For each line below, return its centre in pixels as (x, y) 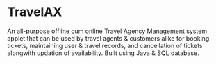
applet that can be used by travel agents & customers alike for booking (108, 38)
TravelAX (35, 12)
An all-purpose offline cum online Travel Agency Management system (107, 31)
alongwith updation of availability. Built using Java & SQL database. (103, 53)
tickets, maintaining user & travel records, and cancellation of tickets (105, 45)
